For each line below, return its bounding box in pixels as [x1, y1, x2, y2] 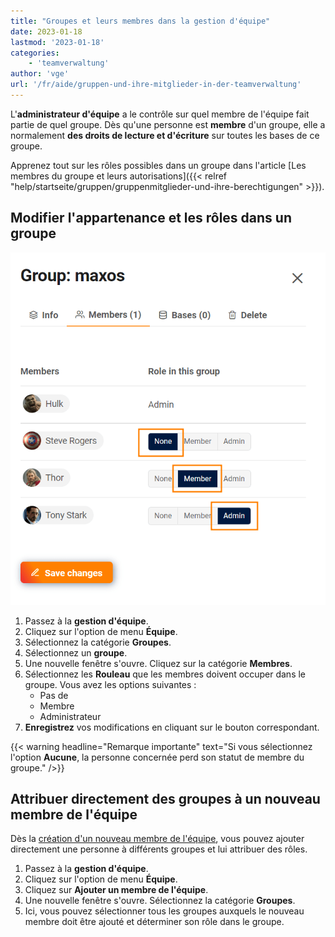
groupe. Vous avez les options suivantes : [24, 678, 197, 690]
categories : [10, 48, 60, 58]
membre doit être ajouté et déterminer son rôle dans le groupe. [24, 916, 285, 928]
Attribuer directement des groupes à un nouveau [10, 790, 321, 807]
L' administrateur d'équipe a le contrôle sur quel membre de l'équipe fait [10, 108, 310, 120]
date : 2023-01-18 [10, 26, 83, 37]
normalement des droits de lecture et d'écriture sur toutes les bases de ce [10, 129, 320, 141]
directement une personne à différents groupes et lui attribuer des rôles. [10, 843, 308, 855]
